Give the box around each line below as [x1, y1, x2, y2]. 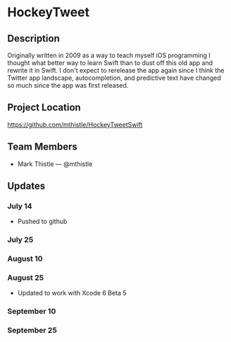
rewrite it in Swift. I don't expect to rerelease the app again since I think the [7, 66, 225, 74]
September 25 [7, 326, 58, 336]
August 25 [7, 273, 44, 283]
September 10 [7, 307, 56, 317]
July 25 [7, 235, 34, 244]
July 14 [7, 201, 33, 211]
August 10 [7, 254, 44, 264]
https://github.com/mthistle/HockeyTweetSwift [7, 120, 143, 129]
